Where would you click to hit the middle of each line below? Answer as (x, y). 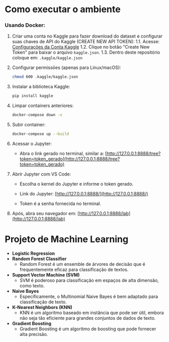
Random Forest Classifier (39, 259)
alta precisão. (34, 334)
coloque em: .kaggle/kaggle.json (47, 58)
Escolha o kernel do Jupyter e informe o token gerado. (76, 184)
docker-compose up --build (40, 134)
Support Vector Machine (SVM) (46, 275)
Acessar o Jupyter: (32, 144)
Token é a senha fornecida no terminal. (60, 203)
